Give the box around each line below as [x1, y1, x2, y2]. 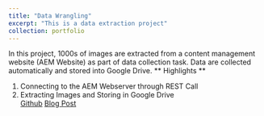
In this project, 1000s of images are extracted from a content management [8, 49, 256, 59]
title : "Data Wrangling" [8, 11, 92, 20]
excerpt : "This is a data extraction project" [8, 19, 168, 27]
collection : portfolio [8, 27, 85, 35]
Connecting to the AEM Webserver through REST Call [19, 81, 199, 91]
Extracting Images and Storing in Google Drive [19, 90, 175, 100]
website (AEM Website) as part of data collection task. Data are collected [8, 57, 252, 67]
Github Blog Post [19, 98, 77, 109]
